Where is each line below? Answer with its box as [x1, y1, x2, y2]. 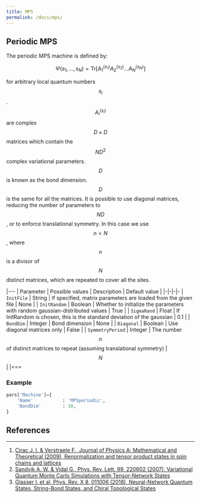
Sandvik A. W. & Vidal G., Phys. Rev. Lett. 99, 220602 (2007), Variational [14, 466, 193, 473]
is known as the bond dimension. [6, 176, 88, 183]
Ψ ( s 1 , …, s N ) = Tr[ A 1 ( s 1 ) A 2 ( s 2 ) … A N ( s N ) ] [55, 64, 146, 74]
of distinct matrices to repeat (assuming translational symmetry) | [6, 345, 167, 352]
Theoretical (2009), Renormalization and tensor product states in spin [14, 453, 187, 460]
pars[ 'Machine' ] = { [6, 391, 52, 398]
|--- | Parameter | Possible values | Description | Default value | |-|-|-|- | [6, 288, 184, 295]
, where [6, 239, 25, 246]
